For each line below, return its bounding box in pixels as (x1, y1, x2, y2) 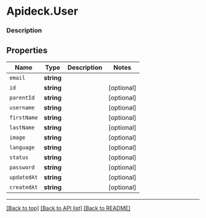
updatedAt (9, 173, 38, 181)
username (9, 104, 35, 111)
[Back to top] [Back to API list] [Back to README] (6, 204, 131, 212)
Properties (6, 45, 48, 56)
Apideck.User (6, 4, 78, 18)
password (9, 163, 35, 171)
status (9, 154, 29, 160)
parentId (9, 94, 35, 101)
